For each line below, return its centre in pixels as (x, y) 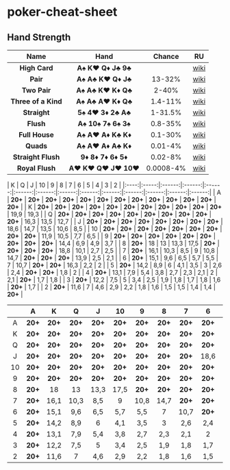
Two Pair (36, 90)
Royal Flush (36, 168)
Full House (37, 135)
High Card (36, 68)
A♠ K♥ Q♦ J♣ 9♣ (104, 68)
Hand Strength (39, 37)
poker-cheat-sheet (62, 12)
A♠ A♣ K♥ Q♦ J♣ (104, 79)
